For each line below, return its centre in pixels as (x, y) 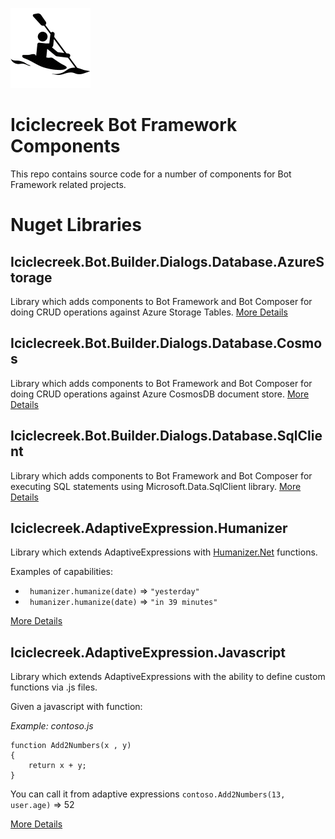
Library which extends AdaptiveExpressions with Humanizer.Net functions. (164, 552)
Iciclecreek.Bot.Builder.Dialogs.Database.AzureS (167, 261)
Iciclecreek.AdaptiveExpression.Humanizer (149, 528)
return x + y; (57, 766)
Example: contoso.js (52, 726)
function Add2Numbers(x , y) (71, 746)
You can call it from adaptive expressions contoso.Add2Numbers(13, (148, 794)
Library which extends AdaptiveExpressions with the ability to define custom (168, 677)
